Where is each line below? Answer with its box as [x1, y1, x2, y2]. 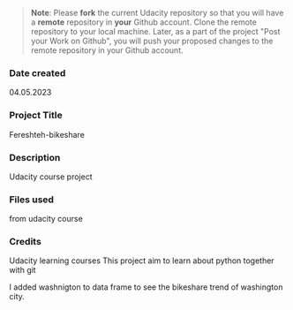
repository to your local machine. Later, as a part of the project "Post [30, 26, 281, 36]
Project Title [9, 110, 64, 122]
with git [9, 265, 37, 276]
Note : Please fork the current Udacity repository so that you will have [30, 8, 284, 18]
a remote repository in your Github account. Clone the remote [30, 17, 258, 27]
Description [9, 151, 61, 163]
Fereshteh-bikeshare [9, 129, 86, 140]
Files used [9, 193, 55, 206]
